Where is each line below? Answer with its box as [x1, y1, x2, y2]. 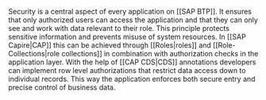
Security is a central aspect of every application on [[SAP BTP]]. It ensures [8, 7, 253, 16]
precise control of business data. [8, 83, 116, 92]
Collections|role [8, 49, 60, 58]
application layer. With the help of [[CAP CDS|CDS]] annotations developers [8, 57, 256, 67]
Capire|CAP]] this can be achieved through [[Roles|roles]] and [8, 40, 212, 50]
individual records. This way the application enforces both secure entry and [8, 75, 256, 83]
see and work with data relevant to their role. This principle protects [8, 24, 230, 33]
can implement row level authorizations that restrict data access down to [8, 66, 246, 75]
